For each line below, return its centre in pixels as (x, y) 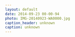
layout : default (21, 9)
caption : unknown (22, 27)
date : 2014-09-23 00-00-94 (32, 14)
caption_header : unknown (30, 23)
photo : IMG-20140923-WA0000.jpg (37, 18)
